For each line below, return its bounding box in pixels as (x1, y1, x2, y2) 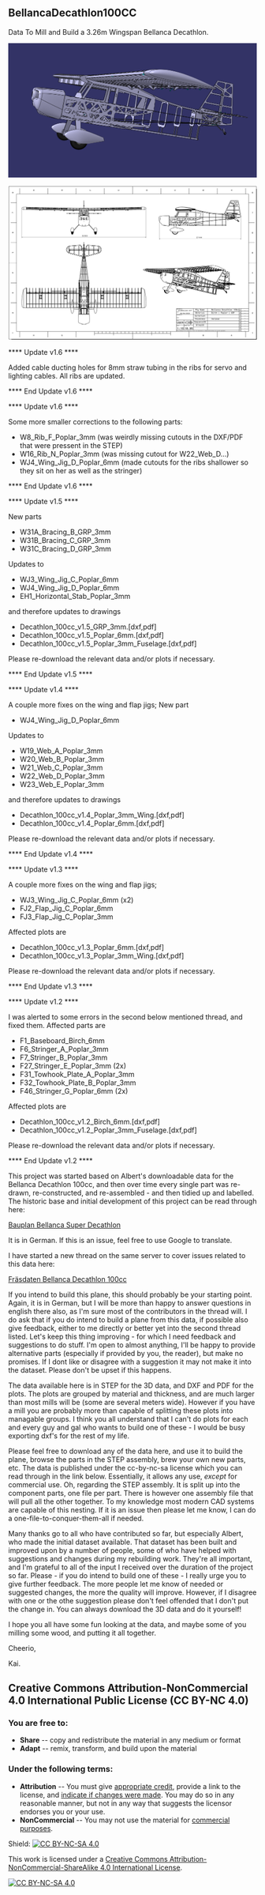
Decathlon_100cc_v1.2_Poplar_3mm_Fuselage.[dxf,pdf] (19, 1125, 197, 1135)
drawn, (8, 1188, 32, 1197)
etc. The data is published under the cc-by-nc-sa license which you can (8, 1463, 243, 1472)
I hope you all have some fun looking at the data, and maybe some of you (8, 1619, 247, 1629)
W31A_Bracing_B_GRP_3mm (19, 527, 112, 537)
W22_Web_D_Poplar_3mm (19, 770, 105, 781)
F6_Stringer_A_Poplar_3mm (19, 1044, 109, 1053)
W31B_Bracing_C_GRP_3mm (19, 535, 111, 544)
